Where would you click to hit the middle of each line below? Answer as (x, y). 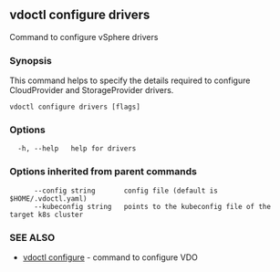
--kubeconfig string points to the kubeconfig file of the (152, 206)
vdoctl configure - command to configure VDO (110, 257)
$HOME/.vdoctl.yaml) (49, 199)
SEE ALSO (32, 237)
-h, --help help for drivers (77, 149)
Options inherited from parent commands (104, 172)
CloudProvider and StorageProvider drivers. (92, 90)
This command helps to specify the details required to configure (130, 80)
